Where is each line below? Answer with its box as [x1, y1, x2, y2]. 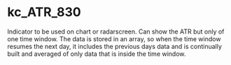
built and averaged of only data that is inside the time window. [7, 50, 186, 58]
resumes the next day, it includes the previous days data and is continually [7, 42, 223, 50]
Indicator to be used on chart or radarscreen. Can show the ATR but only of [7, 27, 225, 36]
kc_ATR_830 [7, 4, 82, 20]
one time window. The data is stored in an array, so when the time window [7, 34, 221, 43]
